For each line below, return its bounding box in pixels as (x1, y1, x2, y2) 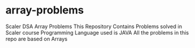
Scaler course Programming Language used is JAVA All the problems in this (5, 29, 189, 36)
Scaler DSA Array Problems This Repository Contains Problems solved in (5, 23, 182, 30)
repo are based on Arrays (5, 35, 68, 42)
